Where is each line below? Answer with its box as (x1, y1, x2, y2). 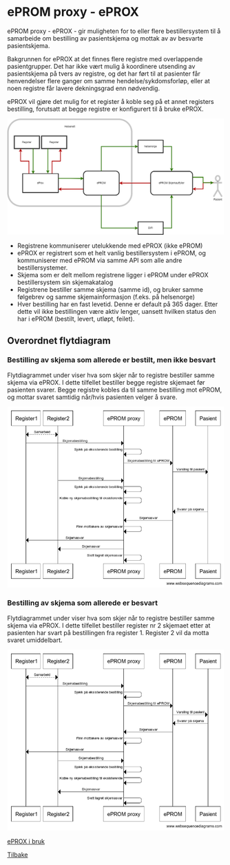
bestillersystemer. (17, 264, 68, 272)
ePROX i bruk (7, 837, 45, 846)
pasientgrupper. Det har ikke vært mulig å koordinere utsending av (7, 62, 196, 70)
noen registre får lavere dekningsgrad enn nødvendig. (7, 84, 160, 92)
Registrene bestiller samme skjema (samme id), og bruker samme (17, 286, 203, 294)
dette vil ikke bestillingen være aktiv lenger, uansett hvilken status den (17, 308, 216, 316)
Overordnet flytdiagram (7, 334, 112, 346)
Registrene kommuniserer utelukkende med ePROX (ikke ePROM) (17, 242, 203, 250)
